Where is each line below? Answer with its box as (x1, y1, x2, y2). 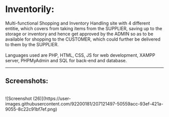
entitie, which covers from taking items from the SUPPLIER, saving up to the (5, 25, 162, 31)
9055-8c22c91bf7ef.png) (5, 106, 57, 112)
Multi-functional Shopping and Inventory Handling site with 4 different (5, 20, 150, 26)
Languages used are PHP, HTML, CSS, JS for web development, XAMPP (5, 52, 155, 58)
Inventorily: (5, 4, 54, 15)
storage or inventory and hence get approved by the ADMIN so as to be (5, 31, 153, 37)
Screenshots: (5, 77, 49, 85)
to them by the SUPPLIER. (5, 41, 59, 47)
